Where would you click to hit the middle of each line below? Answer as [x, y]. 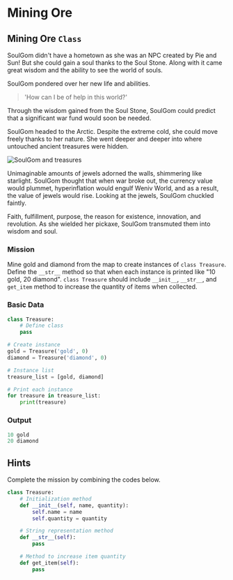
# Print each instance [40, 389]
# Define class [42, 326]
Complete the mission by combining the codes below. [84, 480]
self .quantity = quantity [70, 518]
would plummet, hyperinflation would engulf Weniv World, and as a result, [113, 188]
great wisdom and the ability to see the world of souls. [85, 70]
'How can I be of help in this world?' [75, 97]
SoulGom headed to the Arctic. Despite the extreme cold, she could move [112, 131]
